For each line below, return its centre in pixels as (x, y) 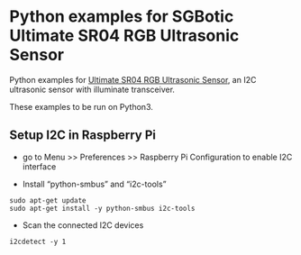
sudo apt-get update (48, 200)
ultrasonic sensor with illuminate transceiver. (92, 89)
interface (39, 166)
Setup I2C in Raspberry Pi (82, 136)
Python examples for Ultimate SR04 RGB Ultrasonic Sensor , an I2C (133, 79)
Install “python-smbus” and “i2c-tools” (94, 184)
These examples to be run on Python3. (81, 106)
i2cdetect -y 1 (38, 241)
